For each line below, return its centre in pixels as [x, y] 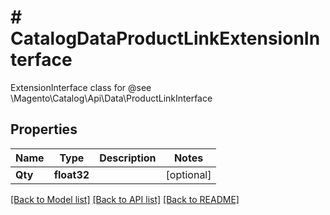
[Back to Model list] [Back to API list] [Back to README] [125, 199]
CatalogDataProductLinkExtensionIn [165, 38]
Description [128, 158]
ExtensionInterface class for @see [81, 87]
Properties [44, 129]
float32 [71, 174]
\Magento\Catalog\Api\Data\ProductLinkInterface [111, 98]
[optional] [188, 174]
